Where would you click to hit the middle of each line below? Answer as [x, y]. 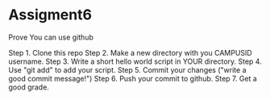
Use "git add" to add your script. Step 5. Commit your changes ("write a [127, 69]
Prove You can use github [51, 37]
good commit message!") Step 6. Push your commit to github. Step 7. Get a [133, 78]
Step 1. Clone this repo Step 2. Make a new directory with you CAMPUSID [130, 52]
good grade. [29, 87]
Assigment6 [50, 15]
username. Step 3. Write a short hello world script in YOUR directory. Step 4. [135, 61]
